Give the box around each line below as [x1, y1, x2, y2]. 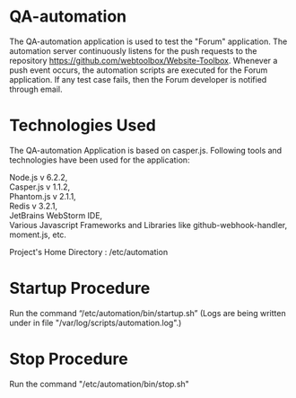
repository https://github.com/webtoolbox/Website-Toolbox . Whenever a [9, 55, 278, 66]
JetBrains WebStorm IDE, [9, 209, 103, 221]
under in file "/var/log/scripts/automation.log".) [9, 317, 182, 328]
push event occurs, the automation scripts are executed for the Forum [9, 65, 268, 75]
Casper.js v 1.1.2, [9, 181, 70, 192]
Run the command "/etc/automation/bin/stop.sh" [9, 378, 190, 389]
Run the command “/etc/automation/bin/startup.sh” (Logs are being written [9, 307, 286, 318]
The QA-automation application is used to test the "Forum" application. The [9, 36, 288, 47]
